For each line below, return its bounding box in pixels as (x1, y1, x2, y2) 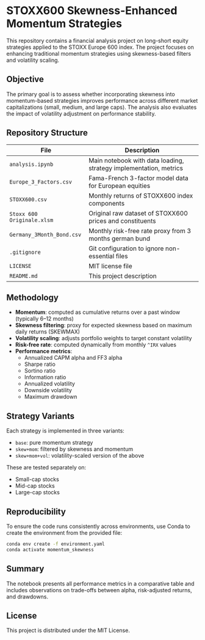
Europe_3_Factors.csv (9, 178, 72, 185)
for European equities (88, 181, 151, 190)
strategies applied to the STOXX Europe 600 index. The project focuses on (6, 43, 194, 51)
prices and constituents (88, 217, 157, 225)
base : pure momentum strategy (15, 439, 93, 447)
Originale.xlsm (9, 217, 54, 223)
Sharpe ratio (24, 360, 56, 368)
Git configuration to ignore (88, 244, 164, 253)
